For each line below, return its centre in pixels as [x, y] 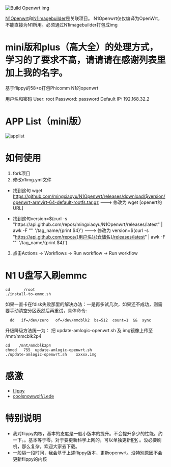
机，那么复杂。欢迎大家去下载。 [46, 446]
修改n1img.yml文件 [32, 179]
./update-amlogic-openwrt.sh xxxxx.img [51, 354]
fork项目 [21, 173]
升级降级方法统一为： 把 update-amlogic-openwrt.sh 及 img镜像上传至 [79, 330]
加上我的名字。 [37, 73]
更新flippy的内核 [30, 459]
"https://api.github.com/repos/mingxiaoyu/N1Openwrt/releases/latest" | [88, 224]
